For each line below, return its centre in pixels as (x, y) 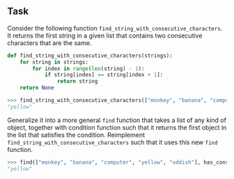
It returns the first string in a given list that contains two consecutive (105, 35)
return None (37, 88)
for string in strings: (54, 62)
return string (77, 82)
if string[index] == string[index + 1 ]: (104, 75)
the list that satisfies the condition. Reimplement (76, 135)
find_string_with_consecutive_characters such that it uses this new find (112, 142)
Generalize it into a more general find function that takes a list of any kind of (117, 120)
